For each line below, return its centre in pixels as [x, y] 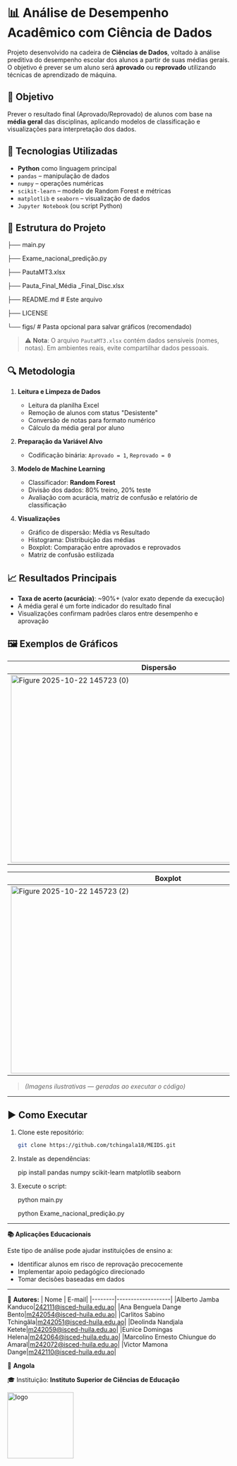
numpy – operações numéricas [60, 183]
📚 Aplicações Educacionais [49, 1234]
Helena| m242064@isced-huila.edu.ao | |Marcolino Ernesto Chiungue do [112, 1337]
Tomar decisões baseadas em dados [71, 1279]
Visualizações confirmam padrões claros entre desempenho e [108, 613]
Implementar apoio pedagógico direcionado [81, 1271]
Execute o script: [42, 1186]
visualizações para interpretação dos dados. [72, 129]
